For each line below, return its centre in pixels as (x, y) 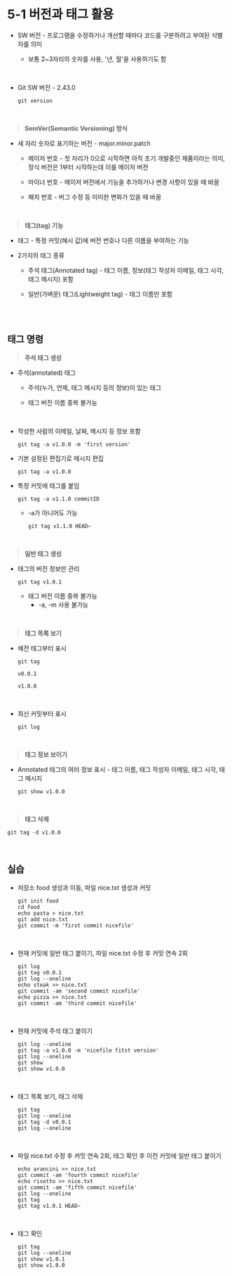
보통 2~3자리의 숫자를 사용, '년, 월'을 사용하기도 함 (97, 59)
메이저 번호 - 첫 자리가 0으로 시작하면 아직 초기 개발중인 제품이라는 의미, (127, 158)
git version (35, 101)
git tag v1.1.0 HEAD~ (59, 526)
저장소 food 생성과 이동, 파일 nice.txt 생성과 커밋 (84, 887)
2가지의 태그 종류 (41, 255)
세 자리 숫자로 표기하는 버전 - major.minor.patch (84, 143)
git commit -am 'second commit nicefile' (79, 991)
